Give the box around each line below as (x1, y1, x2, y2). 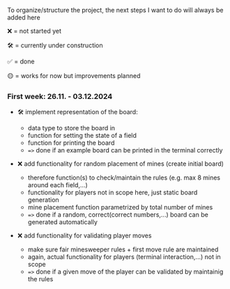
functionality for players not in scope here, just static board (27, 188, 198, 197)
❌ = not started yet (7, 27, 61, 35)
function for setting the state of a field (27, 132, 137, 140)
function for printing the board (27, 139, 115, 147)
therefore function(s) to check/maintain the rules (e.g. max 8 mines (27, 173, 221, 182)
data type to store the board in (27, 124, 116, 132)
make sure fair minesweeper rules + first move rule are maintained (27, 245, 219, 253)
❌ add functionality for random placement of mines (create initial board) (17, 159, 224, 168)
